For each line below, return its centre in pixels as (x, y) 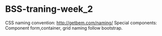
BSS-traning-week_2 (49, 9)
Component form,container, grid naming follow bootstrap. (64, 28)
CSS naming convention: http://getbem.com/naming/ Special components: (81, 23)
